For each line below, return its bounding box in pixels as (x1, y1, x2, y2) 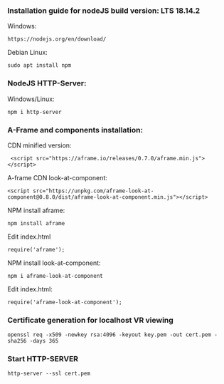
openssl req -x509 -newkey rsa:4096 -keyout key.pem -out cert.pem (7, 331, 212, 338)
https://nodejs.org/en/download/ (7, 36, 107, 43)
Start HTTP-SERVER (7, 354, 79, 364)
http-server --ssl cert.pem (7, 370, 91, 378)
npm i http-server (7, 108, 62, 115)
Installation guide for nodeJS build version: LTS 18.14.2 (7, 6, 201, 16)
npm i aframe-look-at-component (7, 272, 103, 279)
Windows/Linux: (7, 95, 55, 103)
